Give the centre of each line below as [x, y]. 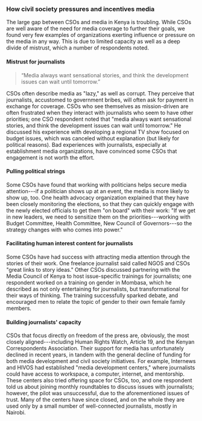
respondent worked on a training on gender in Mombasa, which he [89, 282]
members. [19, 308]
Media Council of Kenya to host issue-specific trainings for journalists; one [99, 276]
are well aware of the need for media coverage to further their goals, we [96, 28]
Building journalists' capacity [44, 322]
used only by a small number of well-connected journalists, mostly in [92, 406]
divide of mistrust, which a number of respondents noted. [78, 48]
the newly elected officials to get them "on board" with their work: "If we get [101, 210]
